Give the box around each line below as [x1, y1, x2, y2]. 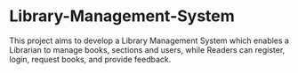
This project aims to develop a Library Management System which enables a [9, 35, 289, 46]
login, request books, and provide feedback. [9, 54, 172, 64]
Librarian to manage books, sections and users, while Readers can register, [9, 44, 286, 55]
